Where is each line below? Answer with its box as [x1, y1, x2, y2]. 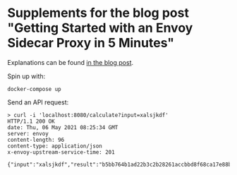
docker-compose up [7, 85, 61, 92]
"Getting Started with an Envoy [7, 20, 193, 36]
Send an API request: [7, 97, 69, 107]
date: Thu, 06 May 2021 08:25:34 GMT [7, 123, 119, 131]
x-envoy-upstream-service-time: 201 [7, 148, 115, 156]
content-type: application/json [7, 143, 102, 150]
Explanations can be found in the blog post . [7, 58, 134, 66]
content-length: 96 [7, 136, 65, 143]
